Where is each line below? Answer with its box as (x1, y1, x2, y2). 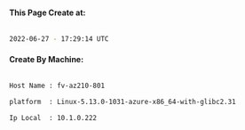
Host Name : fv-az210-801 (9, 81, 105, 91)
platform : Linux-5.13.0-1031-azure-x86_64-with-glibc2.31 (9, 98, 237, 107)
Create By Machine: (9, 53, 84, 64)
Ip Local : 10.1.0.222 (9, 114, 98, 123)
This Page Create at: (9, 7, 86, 18)
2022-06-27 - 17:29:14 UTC (9, 35, 109, 44)
